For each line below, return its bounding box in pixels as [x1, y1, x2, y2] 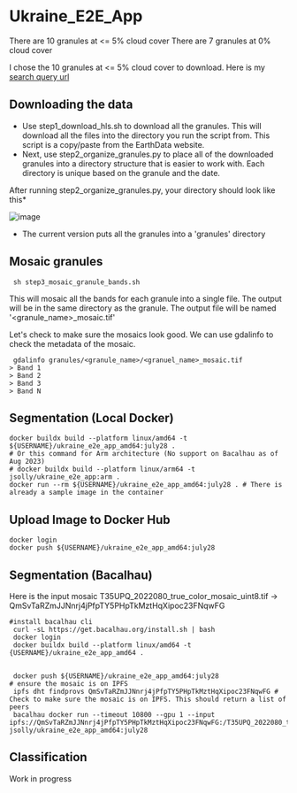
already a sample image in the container [9, 489, 164, 497]
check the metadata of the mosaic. [9, 338, 136, 349]
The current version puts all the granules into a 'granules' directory [21, 228, 266, 239]
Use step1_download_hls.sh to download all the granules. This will [21, 120, 263, 131]
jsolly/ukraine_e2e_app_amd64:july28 [9, 726, 148, 735]
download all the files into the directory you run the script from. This [21, 130, 270, 141]
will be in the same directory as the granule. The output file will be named [9, 303, 277, 313]
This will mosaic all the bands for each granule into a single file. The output [9, 293, 283, 304]
